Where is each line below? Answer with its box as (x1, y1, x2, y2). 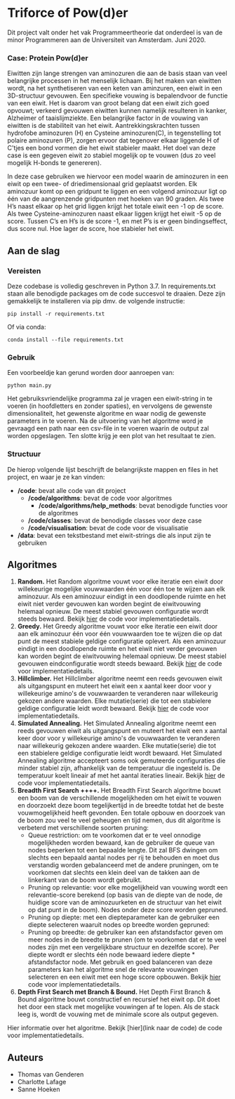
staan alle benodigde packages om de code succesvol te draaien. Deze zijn (7, 289, 226, 298)
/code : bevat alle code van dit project (17, 486, 126, 494)
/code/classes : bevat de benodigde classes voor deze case (27, 516, 202, 525)
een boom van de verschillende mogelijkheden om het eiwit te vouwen (17, 794, 222, 802)
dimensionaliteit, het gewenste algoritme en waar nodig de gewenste (7, 409, 207, 418)
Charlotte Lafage (17, 1078, 67, 1086)
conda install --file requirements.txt (7, 336, 124, 343)
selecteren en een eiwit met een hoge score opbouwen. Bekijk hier (27, 973, 221, 981)
